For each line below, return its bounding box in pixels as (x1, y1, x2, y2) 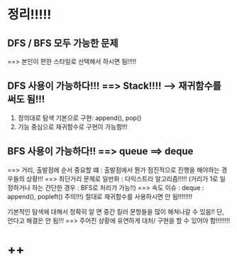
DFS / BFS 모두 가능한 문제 (7, 37, 118, 49)
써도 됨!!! (7, 93, 45, 105)
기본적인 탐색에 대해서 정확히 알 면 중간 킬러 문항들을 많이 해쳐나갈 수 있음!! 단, (7, 207, 225, 215)
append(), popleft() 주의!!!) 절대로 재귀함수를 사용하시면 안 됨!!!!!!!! (7, 192, 193, 201)
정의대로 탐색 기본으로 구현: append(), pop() (17, 113, 142, 122)
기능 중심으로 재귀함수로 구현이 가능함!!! (17, 122, 128, 131)
